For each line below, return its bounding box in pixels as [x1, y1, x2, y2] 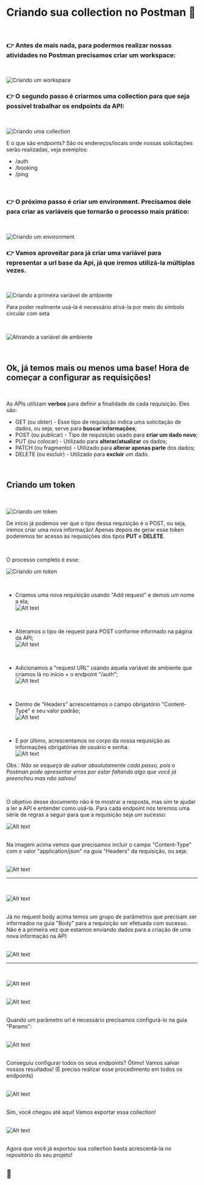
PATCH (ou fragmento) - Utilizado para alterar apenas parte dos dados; [15, 444, 195, 451]
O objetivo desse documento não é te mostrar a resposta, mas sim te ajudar [6, 798, 196, 805]
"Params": [6, 1022, 32, 1030]
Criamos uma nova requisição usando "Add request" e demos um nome [15, 591, 195, 599]
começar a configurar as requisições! [6, 372, 151, 382]
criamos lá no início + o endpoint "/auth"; [15, 670, 118, 677]
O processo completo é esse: [6, 555, 80, 563]
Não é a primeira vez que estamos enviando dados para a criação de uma [6, 926, 191, 933]
